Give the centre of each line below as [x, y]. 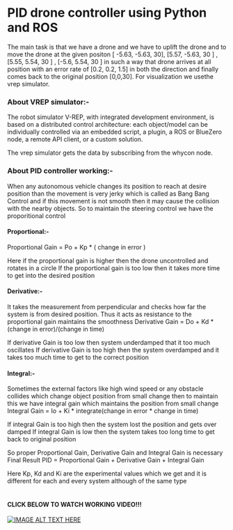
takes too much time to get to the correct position [78, 357]
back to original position [42, 439]
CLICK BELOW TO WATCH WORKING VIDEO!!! [74, 504]
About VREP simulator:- [48, 102]
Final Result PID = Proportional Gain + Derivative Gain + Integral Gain [106, 460]
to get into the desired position [51, 275]
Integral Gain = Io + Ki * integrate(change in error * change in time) [103, 411]
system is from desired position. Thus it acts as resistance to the [100, 314]
